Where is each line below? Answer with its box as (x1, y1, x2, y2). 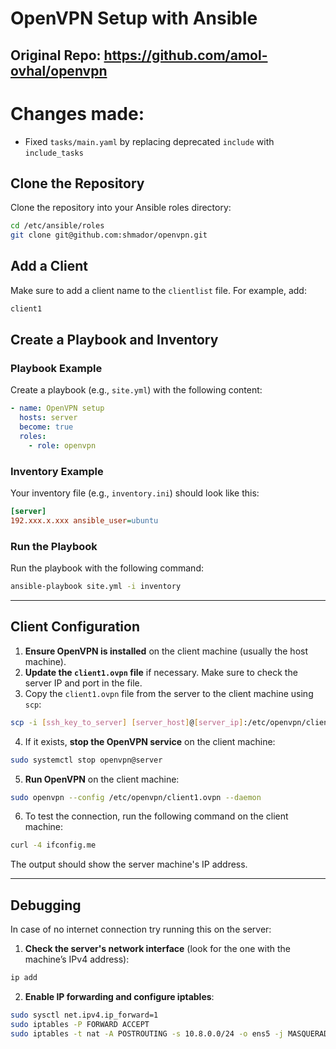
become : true (19, 422, 74, 432)
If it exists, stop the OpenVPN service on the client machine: (24, 735, 276, 747)
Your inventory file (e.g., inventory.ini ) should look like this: (10, 487, 260, 499)
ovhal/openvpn (10, 62, 108, 79)
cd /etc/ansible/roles (10, 221, 105, 231)
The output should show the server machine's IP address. (10, 858, 248, 871)
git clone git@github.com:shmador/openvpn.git (10, 230, 208, 241)
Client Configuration (10, 618, 141, 636)
